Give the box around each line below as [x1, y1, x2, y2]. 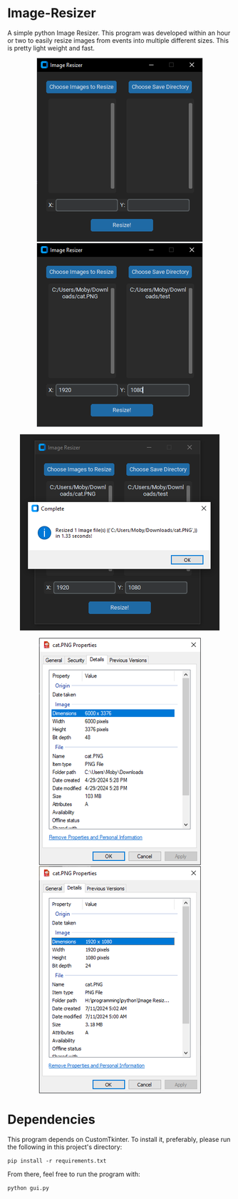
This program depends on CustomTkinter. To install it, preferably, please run [7, 1135, 231, 1143]
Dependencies [7, 1111, 95, 1128]
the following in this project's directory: [7, 1143, 123, 1151]
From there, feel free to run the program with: [7, 1170, 140, 1178]
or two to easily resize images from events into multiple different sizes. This [7, 36, 229, 44]
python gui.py [7, 1184, 50, 1192]
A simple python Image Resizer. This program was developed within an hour [7, 29, 231, 37]
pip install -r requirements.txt [7, 1157, 107, 1164]
